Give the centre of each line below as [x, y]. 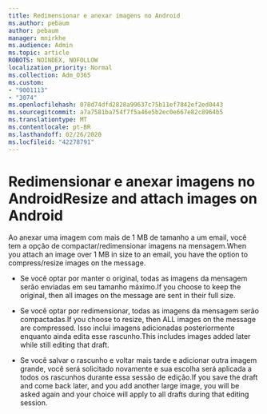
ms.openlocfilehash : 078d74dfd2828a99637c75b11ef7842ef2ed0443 [116, 105]
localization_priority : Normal [60, 68]
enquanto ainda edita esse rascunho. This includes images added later [135, 336]
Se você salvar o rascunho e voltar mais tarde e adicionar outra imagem [138, 360]
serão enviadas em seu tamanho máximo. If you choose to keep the [130, 287]
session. [34, 403]
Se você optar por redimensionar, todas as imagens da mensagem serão [139, 311]
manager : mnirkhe [37, 38]
